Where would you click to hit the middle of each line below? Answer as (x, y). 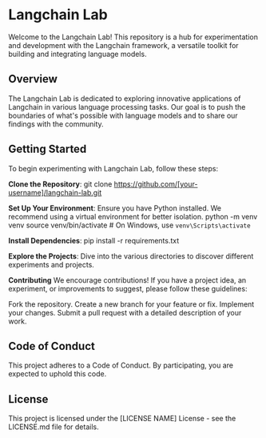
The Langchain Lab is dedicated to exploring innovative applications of (125, 98)
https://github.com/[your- (156, 184)
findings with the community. (56, 124)
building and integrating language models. (77, 54)
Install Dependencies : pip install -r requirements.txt (94, 240)
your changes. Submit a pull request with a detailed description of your (125, 312)
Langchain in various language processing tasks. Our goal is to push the (127, 106)
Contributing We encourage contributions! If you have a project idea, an (127, 280)
